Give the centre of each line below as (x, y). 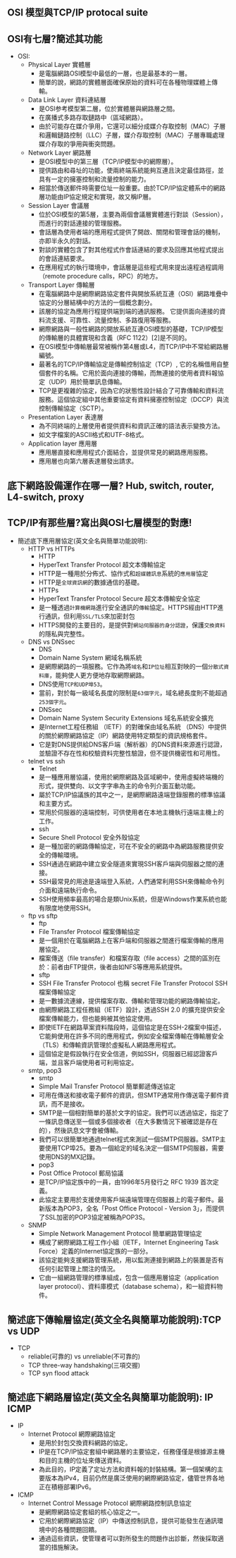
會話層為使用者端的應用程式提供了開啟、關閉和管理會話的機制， (131, 232)
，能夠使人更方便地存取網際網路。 (99, 675)
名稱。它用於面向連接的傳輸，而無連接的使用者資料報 (141, 373)
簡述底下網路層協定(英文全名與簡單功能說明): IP (110, 1397)
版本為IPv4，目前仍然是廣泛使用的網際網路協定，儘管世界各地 (135, 1478)
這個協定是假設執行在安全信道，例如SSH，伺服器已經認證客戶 (128, 1054)
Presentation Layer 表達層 (66, 417)
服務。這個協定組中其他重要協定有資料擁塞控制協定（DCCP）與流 (133, 400)
